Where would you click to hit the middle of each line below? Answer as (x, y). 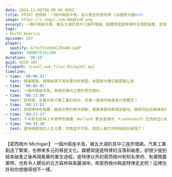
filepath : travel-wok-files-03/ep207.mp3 (50, 67)
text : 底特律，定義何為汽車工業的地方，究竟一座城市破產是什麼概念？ (74, 100)
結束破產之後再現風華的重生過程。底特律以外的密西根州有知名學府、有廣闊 (84, 157)
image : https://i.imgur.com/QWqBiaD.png (49, 19)
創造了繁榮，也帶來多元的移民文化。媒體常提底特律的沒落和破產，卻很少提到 (86, 150)
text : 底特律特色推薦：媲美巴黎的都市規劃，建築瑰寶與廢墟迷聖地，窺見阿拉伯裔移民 (87, 110)
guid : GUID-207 (21, 62)
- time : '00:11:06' (26, 95)
